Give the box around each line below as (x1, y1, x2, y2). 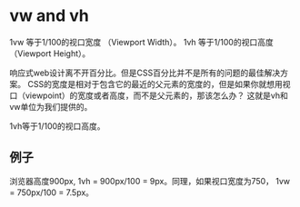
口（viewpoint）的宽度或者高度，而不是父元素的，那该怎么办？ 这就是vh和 (9, 90, 288, 101)
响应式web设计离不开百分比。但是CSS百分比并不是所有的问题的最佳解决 (9, 67, 281, 78)
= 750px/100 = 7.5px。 (9, 187, 94, 198)
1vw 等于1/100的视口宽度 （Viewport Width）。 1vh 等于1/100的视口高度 (9, 36, 275, 47)
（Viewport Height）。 (9, 47, 91, 59)
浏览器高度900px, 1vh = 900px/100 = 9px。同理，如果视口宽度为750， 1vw (9, 175, 291, 186)
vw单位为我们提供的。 (9, 101, 93, 112)
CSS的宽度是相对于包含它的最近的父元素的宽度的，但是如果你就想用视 (26, 78, 291, 89)
